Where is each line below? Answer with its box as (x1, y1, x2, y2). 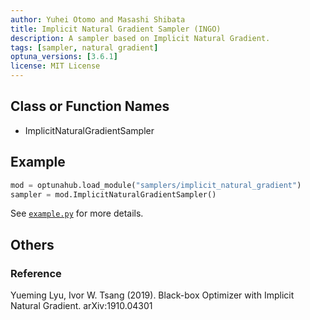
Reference (10, 266, 62, 280)
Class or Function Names (10, 98, 170, 115)
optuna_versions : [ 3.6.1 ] (10, 52, 118, 62)
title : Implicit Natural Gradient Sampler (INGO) (10, 24, 222, 34)
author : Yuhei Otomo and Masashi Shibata (10, 14, 186, 25)
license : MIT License (10, 61, 101, 71)
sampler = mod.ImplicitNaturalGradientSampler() (10, 189, 217, 200)
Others (10, 236, 55, 253)
